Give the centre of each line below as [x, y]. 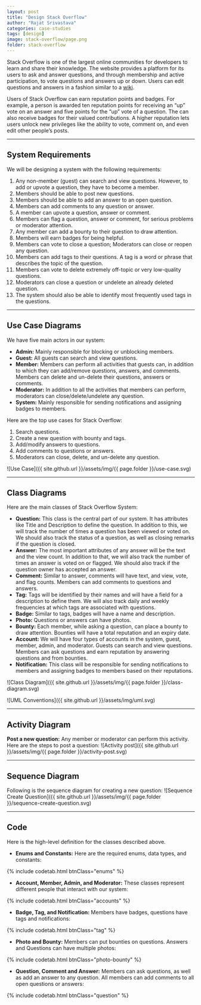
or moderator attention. [44, 225]
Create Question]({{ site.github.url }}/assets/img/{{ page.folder [84, 796]
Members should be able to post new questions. [75, 193]
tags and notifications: [43, 919]
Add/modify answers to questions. [58, 444]
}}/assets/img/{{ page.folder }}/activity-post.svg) [67, 752]
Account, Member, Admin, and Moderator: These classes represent [100, 883]
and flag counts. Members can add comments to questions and [93, 582]
